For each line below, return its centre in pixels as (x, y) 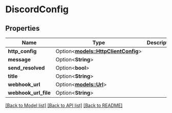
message (19, 60)
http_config (22, 51)
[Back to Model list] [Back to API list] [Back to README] (64, 105)
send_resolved (26, 68)
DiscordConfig (37, 9)
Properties (23, 28)
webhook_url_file (29, 93)
